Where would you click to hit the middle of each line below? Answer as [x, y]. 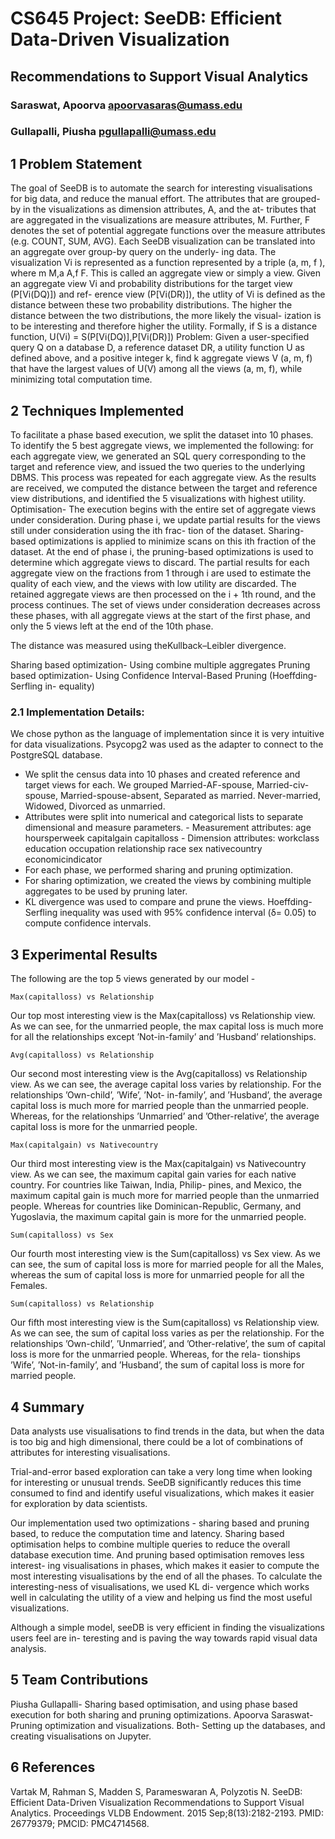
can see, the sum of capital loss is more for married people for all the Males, [167, 1264]
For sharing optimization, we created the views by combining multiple [168, 881]
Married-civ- [283, 785]
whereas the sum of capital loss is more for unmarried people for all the [157, 1275]
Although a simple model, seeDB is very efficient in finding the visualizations [167, 1627]
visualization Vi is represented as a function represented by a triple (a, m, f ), [168, 263]
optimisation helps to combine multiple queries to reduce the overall [150, 1544]
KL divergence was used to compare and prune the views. [145, 902]
